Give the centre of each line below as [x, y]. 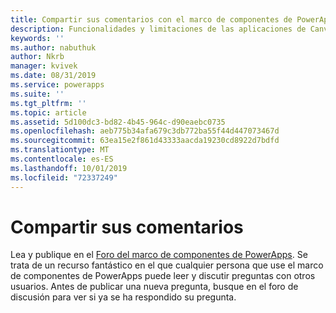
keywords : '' [37, 38]
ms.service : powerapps [57, 85]
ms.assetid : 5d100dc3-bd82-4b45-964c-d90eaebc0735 [118, 122]
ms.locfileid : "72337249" [64, 177]
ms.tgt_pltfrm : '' [48, 103]
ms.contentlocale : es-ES [62, 159]
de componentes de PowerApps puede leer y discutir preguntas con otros [163, 276]
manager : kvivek [44, 66]
